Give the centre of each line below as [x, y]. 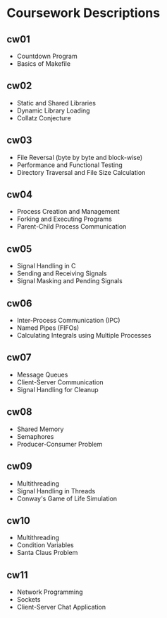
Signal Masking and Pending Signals [69, 281]
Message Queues [42, 374]
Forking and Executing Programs [64, 219]
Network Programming [50, 592]
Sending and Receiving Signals [62, 273]
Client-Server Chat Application [61, 607]
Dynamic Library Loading [53, 110]
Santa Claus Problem [47, 553]
